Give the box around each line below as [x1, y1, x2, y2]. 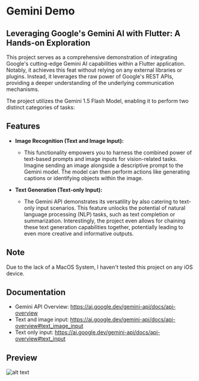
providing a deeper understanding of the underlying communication [6, 80, 174, 86]
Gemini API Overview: [14, 303, 69, 310]
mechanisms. [6, 86, 40, 93]
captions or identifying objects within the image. [23, 174, 144, 181]
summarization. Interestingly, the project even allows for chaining [23, 217, 186, 224]
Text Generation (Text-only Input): [14, 186, 103, 194]
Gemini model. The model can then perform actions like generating [23, 168, 191, 175]
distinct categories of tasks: [6, 104, 75, 111]
